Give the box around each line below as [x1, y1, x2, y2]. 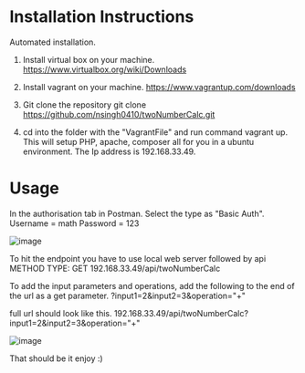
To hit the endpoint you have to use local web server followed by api [9, 253, 267, 264]
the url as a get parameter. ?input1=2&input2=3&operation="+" [9, 290, 247, 301]
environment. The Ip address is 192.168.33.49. [22, 146, 196, 157]
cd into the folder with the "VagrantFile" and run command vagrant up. [22, 126, 289, 138]
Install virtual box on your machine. [22, 54, 155, 65]
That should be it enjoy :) [9, 353, 103, 364]
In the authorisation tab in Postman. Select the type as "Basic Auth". [9, 208, 265, 219]
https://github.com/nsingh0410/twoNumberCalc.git [22, 109, 216, 119]
